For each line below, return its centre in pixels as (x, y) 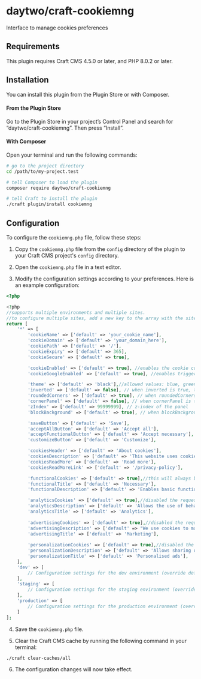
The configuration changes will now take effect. (74, 669)
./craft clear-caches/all (38, 658)
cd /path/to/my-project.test (42, 171)
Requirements (33, 47)
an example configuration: (47, 285)
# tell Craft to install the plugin (52, 199)
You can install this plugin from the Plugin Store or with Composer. (88, 94)
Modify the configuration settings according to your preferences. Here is (104, 279)
